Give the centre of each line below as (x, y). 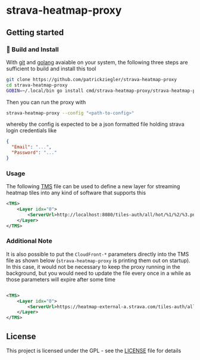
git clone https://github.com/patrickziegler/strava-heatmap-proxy (92, 79)
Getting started (35, 32)
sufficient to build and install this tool (51, 69)
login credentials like (32, 131)
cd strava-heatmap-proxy (37, 85)
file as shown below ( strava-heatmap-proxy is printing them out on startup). (98, 260)
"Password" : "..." (35, 153)
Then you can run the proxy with (46, 102)
